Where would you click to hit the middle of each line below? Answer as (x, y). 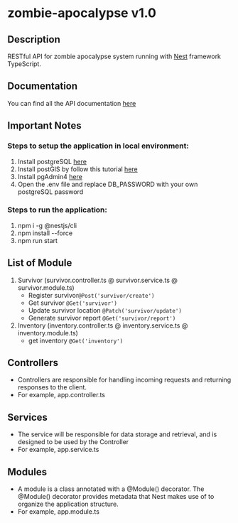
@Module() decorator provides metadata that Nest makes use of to (116, 497)
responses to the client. (52, 387)
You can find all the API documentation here (72, 103)
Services (28, 417)
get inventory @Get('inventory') (76, 340)
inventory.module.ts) (48, 333)
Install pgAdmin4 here (50, 176)
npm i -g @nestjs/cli (47, 225)
